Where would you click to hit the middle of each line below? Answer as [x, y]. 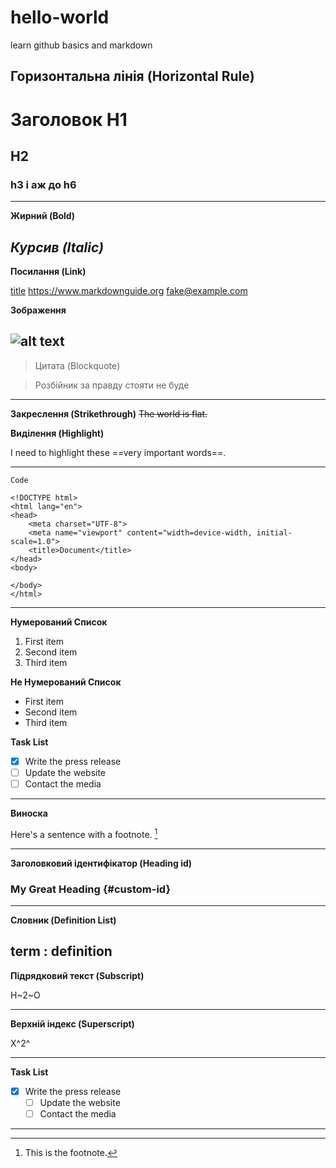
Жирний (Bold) [42, 216]
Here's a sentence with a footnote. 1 [84, 833]
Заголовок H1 [69, 119]
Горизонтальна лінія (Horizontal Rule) [132, 76]
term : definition [61, 951]
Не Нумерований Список [66, 682]
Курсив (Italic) [57, 247]
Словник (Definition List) [63, 920]
